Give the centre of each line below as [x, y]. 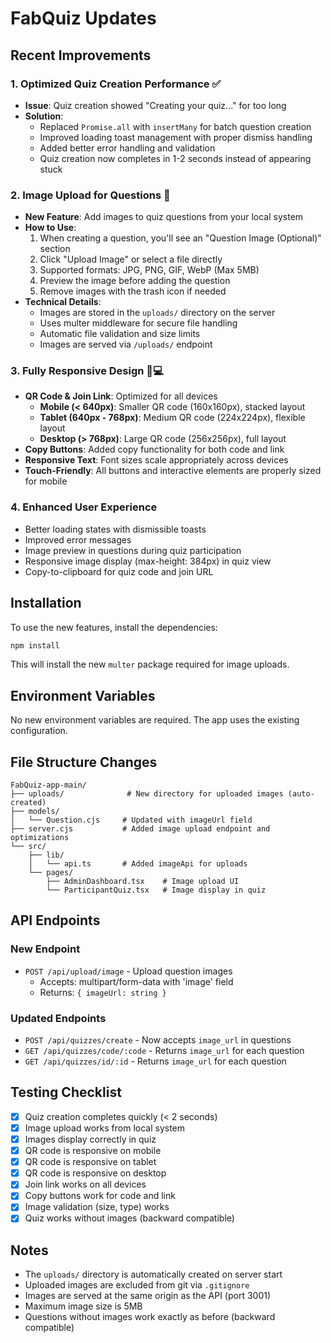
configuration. [39, 731]
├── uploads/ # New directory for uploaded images [147, 794]
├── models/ [35, 812]
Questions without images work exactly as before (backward [150, 1317]
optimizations [40, 838]
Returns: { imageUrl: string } [103, 992]
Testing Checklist [66, 1092]
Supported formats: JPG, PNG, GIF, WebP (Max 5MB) [149, 270]
